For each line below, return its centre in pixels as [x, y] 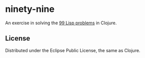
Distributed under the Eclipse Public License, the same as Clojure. [73, 50]
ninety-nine [30, 9]
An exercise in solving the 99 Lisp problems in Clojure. [61, 23]
